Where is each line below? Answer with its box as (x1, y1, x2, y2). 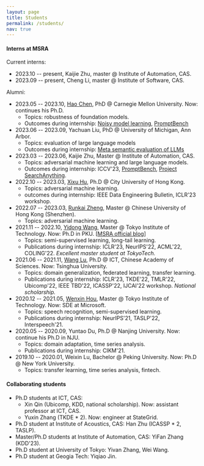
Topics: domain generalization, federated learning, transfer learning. (24, 269, 196, 277)
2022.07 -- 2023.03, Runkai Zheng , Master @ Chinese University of (15, 204, 186, 211)
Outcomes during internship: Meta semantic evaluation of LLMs (24, 146, 184, 153)
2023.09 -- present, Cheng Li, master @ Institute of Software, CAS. (15, 77, 184, 84)
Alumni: (6, 89, 26, 96)
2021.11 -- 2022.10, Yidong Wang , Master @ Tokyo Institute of (15, 224, 170, 231)
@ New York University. (15, 360, 75, 367)
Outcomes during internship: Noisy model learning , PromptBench (24, 120, 189, 127)
